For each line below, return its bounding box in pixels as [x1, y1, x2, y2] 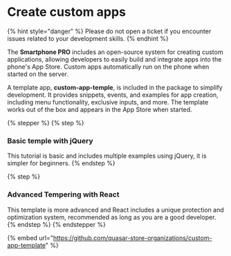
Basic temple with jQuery [7, 136, 93, 145]
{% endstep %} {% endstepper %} [7, 220, 106, 228]
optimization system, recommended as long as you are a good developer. [7, 212, 216, 221]
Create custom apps [7, 4, 127, 20]
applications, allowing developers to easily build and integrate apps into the [7, 55, 222, 63]
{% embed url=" [7, 233, 54, 242]
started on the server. [7, 70, 69, 78]
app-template [7, 241, 46, 249]
